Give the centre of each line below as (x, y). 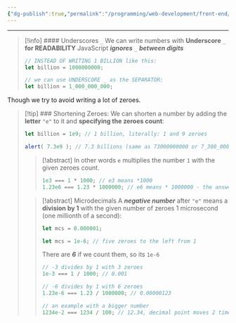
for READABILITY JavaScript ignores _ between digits (104, 48)
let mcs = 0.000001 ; (72, 228)
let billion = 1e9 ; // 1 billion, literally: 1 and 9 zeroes (116, 134)
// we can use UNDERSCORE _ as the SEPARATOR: (94, 80)
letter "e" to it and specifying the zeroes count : (94, 121)
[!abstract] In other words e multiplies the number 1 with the (129, 160)
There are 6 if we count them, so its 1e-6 (101, 255)
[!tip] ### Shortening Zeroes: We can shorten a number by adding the (125, 114)
